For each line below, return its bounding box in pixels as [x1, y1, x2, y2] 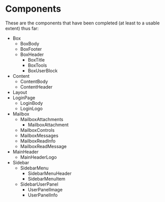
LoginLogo [20, 105, 43, 111]
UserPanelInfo [27, 192, 58, 198]
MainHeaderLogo [20, 154, 57, 160]
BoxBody [20, 40, 40, 46]
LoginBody [20, 100, 43, 106]
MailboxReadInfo [20, 138, 56, 144]
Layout [12, 89, 27, 95]
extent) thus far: [5, 25, 39, 31]
